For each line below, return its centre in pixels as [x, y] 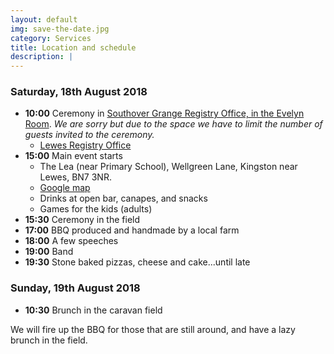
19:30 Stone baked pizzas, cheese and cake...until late [137, 262]
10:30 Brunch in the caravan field [93, 310]
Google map [65, 188]
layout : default [44, 19]
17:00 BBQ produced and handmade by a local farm [132, 230]
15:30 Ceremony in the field [82, 220]
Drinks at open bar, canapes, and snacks [123, 198]
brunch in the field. [49, 340]
